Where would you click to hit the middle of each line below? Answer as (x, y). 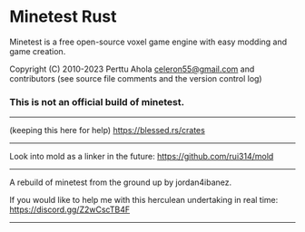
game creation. (38, 51)
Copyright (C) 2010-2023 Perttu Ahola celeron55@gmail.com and (132, 69)
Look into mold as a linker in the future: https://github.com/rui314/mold (142, 157)
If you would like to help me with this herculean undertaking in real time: (144, 200)
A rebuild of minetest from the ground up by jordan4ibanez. (121, 182)
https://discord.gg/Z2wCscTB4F (69, 209)
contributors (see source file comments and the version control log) (136, 78)
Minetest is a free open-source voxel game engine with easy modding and (148, 42)
